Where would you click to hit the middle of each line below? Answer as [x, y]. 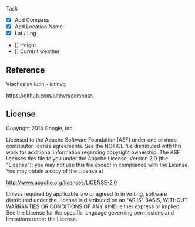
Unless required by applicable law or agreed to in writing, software [87, 193]
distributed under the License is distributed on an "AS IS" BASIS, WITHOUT [97, 200]
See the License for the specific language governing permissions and [90, 212]
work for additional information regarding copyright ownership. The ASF [93, 152]
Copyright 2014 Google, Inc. [40, 128]
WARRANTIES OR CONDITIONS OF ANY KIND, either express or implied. [93, 206]
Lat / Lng [25, 33]
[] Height [25, 45]
